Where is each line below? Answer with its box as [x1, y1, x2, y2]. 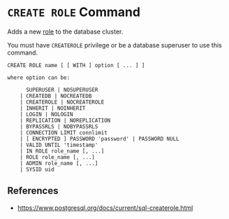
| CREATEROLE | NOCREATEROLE [20, 99, 105, 106]
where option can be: [7, 74, 71, 81]
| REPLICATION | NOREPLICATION [20, 117, 111, 124]
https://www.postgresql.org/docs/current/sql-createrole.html [17, 204, 193, 212]
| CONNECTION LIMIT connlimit [20, 129, 108, 136]
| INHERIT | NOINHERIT [20, 104, 86, 112]
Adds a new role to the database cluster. [7, 27, 124, 36]
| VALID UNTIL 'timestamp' [20, 141, 98, 148]
